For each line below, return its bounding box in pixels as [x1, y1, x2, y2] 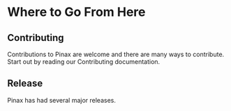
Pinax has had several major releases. [7, 96, 117, 104]
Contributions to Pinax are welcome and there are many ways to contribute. [7, 50, 225, 58]
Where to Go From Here [7, 4, 146, 20]
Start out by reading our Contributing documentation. [7, 58, 161, 66]
